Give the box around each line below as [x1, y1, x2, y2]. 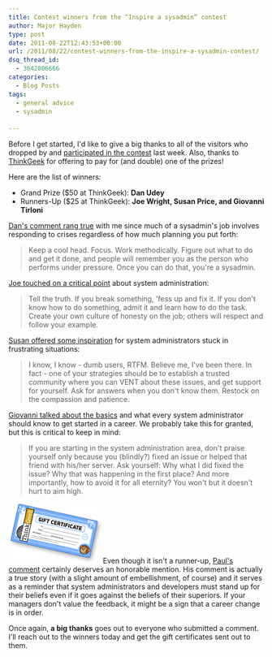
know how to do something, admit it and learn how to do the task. [28, 303, 248, 313]
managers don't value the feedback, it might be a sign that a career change [8, 599, 261, 609]
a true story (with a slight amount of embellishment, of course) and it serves [8, 573, 262, 583]
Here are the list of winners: [8, 172, 101, 182]
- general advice [15, 98, 75, 107]
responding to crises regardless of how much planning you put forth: [8, 230, 239, 240]
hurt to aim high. [28, 486, 84, 496]
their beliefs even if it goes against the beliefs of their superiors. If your [8, 590, 246, 600]
